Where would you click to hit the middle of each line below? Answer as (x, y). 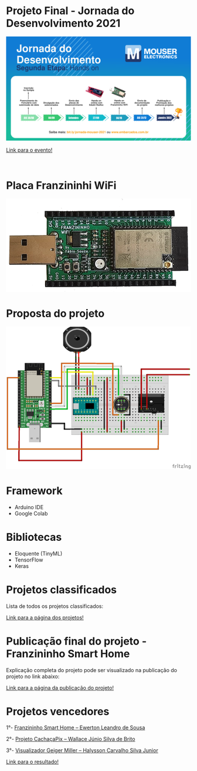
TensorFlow (29, 560)
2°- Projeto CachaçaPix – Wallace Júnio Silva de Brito (71, 739)
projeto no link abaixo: (33, 676)
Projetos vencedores (58, 711)
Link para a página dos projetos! (45, 617)
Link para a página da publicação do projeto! (60, 687)
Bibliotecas (34, 537)
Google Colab (31, 513)
